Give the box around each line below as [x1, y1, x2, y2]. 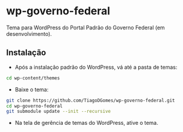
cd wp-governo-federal [6, 103, 63, 109]
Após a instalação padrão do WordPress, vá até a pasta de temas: [14, 63, 178, 70]
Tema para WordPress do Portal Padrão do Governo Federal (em [6, 24, 165, 31]
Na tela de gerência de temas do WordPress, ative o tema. [14, 119, 158, 127]
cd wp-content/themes [6, 75, 60, 81]
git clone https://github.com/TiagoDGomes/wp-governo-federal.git [6, 97, 175, 103]
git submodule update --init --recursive [6, 109, 111, 115]
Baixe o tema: [14, 85, 49, 93]
